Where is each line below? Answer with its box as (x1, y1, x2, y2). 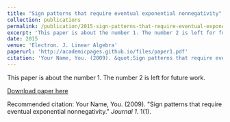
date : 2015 (7, 36, 38, 42)
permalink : (7, 23, 38, 29)
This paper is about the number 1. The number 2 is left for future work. (7, 73, 206, 82)
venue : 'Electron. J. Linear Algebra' (7, 42, 118, 49)
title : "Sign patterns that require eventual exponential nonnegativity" (7, 10, 222, 17)
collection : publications (7, 16, 81, 23)
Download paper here (7, 86, 68, 95)
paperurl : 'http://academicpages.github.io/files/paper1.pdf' (7, 49, 188, 56)
